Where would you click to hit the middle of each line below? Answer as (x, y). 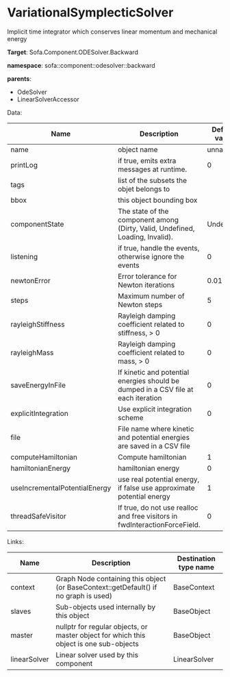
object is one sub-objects (97, 643)
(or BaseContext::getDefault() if (106, 587)
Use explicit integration (155, 409)
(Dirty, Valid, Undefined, (156, 228)
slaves (21, 611)
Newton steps (140, 304)
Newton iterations (146, 284)
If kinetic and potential (153, 372)
